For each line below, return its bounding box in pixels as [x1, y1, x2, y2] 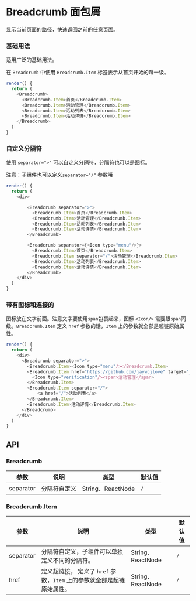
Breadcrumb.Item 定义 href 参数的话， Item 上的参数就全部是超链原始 [16, 323, 180, 330]
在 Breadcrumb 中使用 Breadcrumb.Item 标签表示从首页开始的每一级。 [6, 69, 169, 76]
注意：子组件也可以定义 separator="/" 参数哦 [6, 171, 114, 179]
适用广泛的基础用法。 [6, 56, 57, 63]
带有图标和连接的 [6, 300, 54, 309]
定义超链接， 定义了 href [41, 568, 109, 576]
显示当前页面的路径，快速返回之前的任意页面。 [6, 26, 118, 33]
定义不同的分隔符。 [41, 556, 94, 565]
